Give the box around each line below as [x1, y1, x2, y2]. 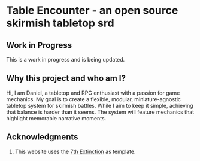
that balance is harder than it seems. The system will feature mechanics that [6, 108, 195, 116]
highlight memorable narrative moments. [6, 114, 107, 121]
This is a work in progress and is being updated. [6, 56, 125, 63]
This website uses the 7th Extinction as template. [14, 148, 136, 155]
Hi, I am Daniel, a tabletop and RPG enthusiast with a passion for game [6, 89, 180, 96]
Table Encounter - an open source [6, 4, 178, 17]
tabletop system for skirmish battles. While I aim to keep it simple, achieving [6, 102, 193, 109]
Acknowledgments [6, 132, 79, 142]
